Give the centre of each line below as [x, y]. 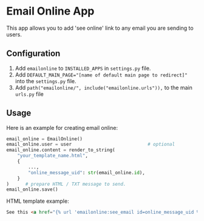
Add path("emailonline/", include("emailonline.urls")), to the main [104, 87]
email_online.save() [32, 189]
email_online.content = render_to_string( [61, 150]
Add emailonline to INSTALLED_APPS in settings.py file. [83, 68]
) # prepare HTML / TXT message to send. [66, 184]
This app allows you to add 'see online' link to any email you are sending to [100, 28]
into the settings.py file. [46, 81]
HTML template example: [38, 201]
